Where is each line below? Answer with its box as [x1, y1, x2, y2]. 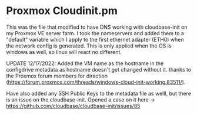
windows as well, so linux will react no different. [6, 48, 122, 55]
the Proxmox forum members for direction [6, 72, 108, 79]
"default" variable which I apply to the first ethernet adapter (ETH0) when [6, 36, 184, 43]
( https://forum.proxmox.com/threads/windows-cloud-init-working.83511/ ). [6, 78, 186, 86]
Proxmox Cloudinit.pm [6, 4, 118, 18]
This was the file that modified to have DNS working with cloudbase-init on [6, 23, 188, 31]
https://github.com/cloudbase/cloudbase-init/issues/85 [6, 102, 141, 109]
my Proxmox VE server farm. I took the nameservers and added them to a [6, 29, 184, 36]
